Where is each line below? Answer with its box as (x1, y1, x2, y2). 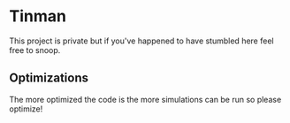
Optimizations (9, 71, 88, 86)
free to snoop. (9, 44, 61, 55)
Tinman (9, 6, 66, 27)
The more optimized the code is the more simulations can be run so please (9, 94, 282, 104)
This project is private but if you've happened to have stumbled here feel (9, 35, 274, 46)
